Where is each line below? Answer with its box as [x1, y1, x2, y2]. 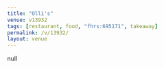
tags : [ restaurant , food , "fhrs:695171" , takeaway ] [7, 23, 158, 30]
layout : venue [7, 36, 48, 43]
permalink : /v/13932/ [7, 29, 69, 36]
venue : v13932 [7, 16, 48, 23]
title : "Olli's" [7, 10, 54, 17]
